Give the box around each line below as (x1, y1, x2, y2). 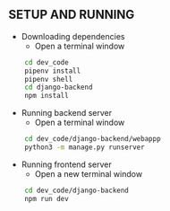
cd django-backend (24, 83, 93, 92)
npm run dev (24, 194, 69, 203)
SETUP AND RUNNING (8, 7, 135, 22)
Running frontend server (21, 159, 113, 170)
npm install (24, 92, 69, 101)
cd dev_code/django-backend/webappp (24, 135, 162, 144)
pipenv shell (24, 75, 73, 84)
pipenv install (24, 66, 81, 75)
